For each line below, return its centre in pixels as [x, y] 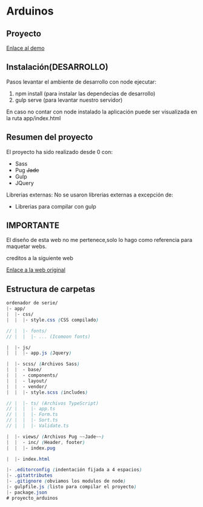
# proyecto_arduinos [32, 498]
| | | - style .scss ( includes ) [47, 392]
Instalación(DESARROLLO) [57, 67]
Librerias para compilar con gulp [56, 206]
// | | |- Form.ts [32, 415]
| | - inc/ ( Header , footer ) [46, 442]
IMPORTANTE [33, 226]
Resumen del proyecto [50, 137]
